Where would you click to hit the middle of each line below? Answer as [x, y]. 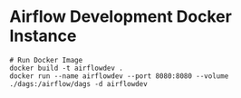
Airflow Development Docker [121, 17]
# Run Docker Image [46, 60]
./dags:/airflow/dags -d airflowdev [78, 83]
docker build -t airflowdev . [67, 68]
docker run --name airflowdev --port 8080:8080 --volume [119, 76]
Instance [43, 36]
